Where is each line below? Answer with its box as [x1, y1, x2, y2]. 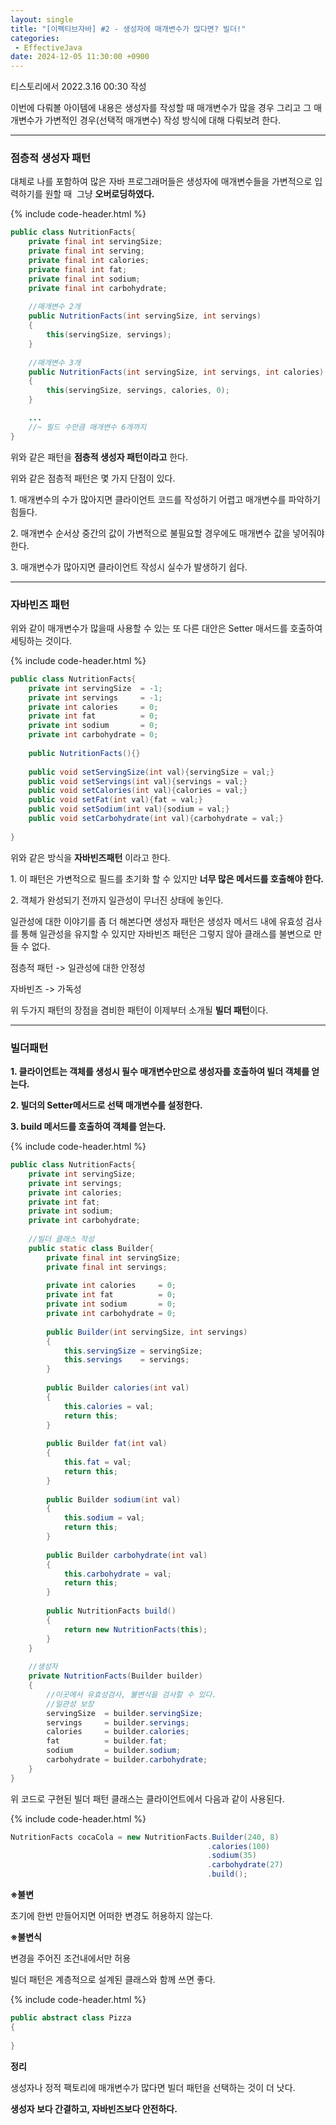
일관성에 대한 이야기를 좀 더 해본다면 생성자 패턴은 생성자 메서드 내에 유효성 [10, 915, 304, 927]
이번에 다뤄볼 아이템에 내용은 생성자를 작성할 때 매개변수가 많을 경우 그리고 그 [10, 102, 312, 114]
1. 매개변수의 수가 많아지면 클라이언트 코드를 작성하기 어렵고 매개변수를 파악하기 [10, 493, 321, 505]
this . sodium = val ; [63, 1513, 145, 1523]
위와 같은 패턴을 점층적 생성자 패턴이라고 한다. [10, 451, 189, 463]
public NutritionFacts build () [46, 1606, 177, 1616]
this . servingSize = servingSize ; [63, 1346, 203, 1356]
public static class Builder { [28, 1243, 155, 1253]
